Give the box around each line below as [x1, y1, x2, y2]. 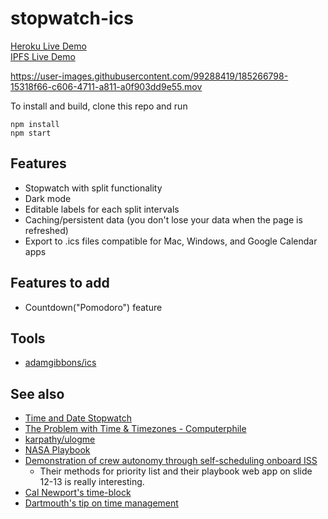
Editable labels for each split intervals [24, 203, 180, 215]
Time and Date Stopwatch [24, 412, 132, 424]
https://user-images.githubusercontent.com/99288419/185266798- [10, 70, 289, 82]
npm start [10, 128, 52, 138]
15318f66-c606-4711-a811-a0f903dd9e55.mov [10, 80, 203, 92]
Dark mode [24, 192, 72, 204]
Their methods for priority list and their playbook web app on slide [39, 465, 313, 477]
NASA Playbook [24, 444, 91, 456]
